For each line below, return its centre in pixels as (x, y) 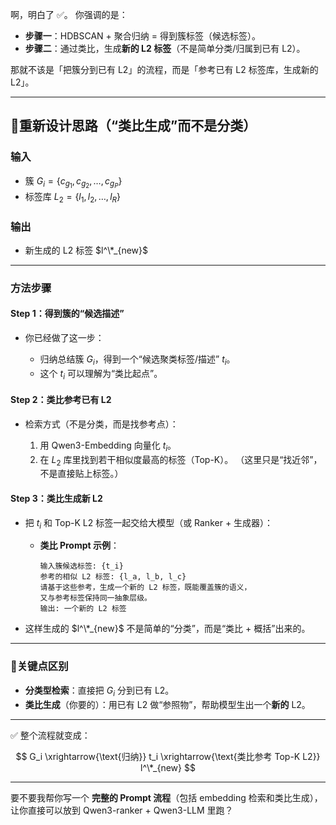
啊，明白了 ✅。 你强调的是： (69, 14)
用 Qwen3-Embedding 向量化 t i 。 (108, 446)
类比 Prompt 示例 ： (79, 545)
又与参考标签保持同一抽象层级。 (95, 598)
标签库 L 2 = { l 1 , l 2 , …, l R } (73, 197)
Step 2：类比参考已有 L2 (61, 400)
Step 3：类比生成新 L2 (56, 499)
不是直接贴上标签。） (81, 474)
